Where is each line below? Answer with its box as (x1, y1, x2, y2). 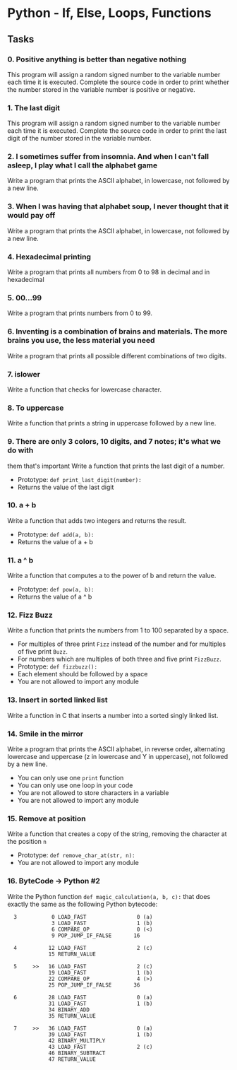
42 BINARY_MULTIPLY (48, 1037, 106, 1044)
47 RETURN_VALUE (48, 1055, 97, 1063)
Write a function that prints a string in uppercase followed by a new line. (7, 419, 217, 428)
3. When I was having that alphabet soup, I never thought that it (7, 201, 229, 211)
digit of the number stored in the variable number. (7, 134, 152, 143)
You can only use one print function (17, 774, 124, 782)
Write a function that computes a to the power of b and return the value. (7, 571, 217, 580)
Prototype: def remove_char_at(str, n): (17, 851, 135, 859)
